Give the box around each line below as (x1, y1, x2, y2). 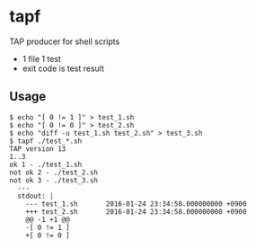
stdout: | (17, 191, 54, 200)
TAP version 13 (9, 144, 66, 154)
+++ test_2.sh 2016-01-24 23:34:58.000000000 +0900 (25, 207, 247, 217)
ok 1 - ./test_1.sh (9, 160, 83, 169)
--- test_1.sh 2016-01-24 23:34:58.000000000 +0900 (25, 199, 247, 208)
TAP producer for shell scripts (9, 36, 120, 47)
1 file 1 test (22, 53, 61, 64)
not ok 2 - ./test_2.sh (9, 168, 99, 177)
